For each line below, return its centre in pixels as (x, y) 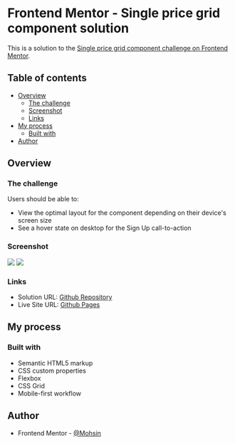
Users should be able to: (43, 199)
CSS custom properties (52, 370)
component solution (68, 28)
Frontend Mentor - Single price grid (114, 13)
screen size (35, 221)
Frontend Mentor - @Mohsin (59, 433)
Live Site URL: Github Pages (59, 305)
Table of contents (47, 78)
